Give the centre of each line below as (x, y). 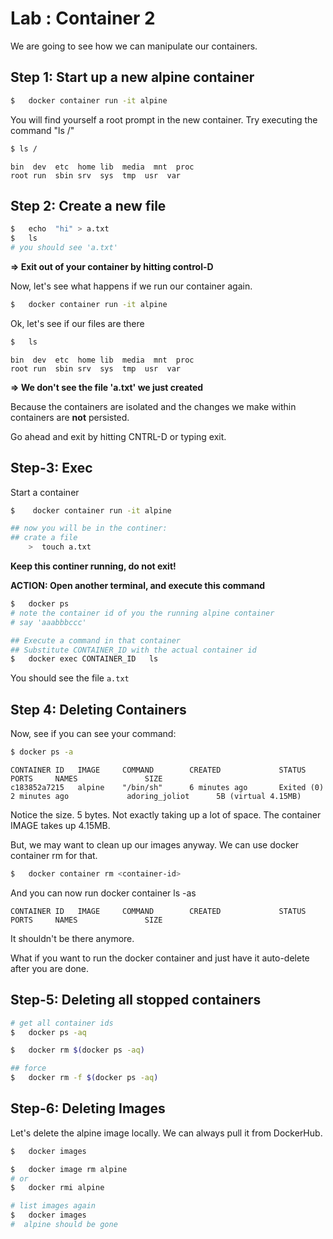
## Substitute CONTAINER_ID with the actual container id (133, 650)
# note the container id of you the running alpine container (142, 613)
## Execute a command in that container (96, 640)
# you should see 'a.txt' (64, 248)
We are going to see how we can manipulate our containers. (134, 46)
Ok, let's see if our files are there (77, 323)
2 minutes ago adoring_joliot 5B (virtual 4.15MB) (156, 796)
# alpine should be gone (64, 1225)
